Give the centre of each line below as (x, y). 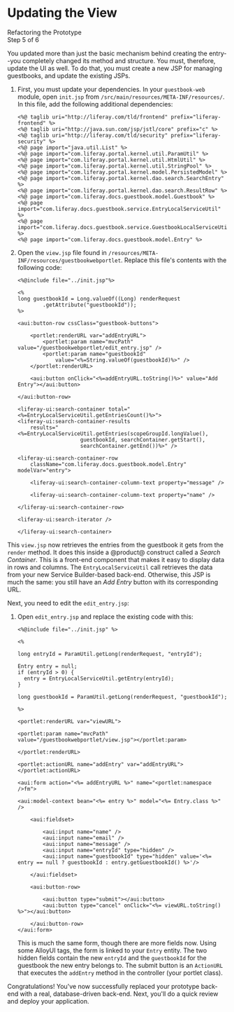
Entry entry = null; (47, 666)
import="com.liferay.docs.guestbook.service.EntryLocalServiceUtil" (119, 209)
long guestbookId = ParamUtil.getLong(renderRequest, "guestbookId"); (122, 697)
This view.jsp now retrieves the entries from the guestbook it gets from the (115, 545)
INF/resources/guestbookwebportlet (69, 261)
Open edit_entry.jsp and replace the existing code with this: (105, 616)
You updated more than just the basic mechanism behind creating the (107, 53)
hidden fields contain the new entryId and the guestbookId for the (112, 957)
